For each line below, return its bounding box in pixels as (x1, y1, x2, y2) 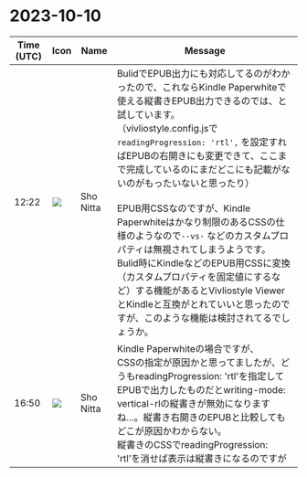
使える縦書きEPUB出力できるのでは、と (117, 94, 288, 107)
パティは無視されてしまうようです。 (117, 243, 271, 256)
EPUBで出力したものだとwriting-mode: (117, 383, 286, 396)
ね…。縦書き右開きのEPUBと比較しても (117, 410, 286, 423)
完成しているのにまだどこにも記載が (126, 163, 281, 175)
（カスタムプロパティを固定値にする (117, 270, 272, 283)
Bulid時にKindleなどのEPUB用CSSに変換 (117, 257, 291, 270)
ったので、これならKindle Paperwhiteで (117, 80, 287, 93)
